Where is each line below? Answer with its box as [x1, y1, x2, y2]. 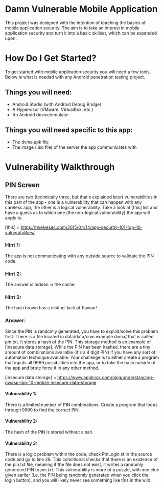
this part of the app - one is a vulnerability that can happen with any [5, 199, 142, 205]
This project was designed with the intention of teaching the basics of [5, 20, 146, 26]
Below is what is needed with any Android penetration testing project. [5, 74, 145, 80]
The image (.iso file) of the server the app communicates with [12, 144, 137, 150]
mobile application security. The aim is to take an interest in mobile [5, 25, 140, 30]
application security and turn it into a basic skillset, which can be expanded [5, 30, 157, 36]
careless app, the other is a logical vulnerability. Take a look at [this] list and [5, 204, 158, 210]
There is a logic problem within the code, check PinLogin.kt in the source [5, 451, 152, 457]
